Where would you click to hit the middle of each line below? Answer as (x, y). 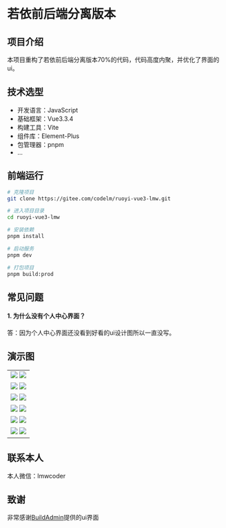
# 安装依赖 (21, 230)
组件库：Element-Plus (48, 136)
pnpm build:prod (30, 274)
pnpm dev (20, 255)
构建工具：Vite (38, 127)
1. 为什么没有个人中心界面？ (47, 316)
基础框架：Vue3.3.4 (45, 119)
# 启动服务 (21, 248)
